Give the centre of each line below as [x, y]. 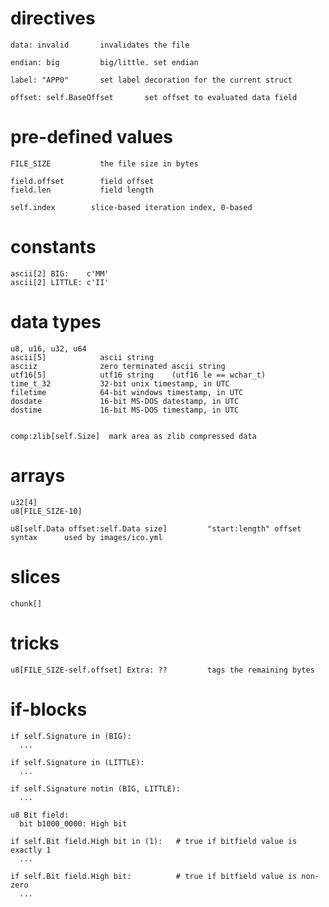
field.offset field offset [82, 181]
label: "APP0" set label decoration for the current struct [151, 80]
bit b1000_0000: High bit [73, 823]
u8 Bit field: [40, 815]
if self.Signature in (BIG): [71, 736]
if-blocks [49, 709]
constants [53, 247]
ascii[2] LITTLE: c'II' [60, 282]
